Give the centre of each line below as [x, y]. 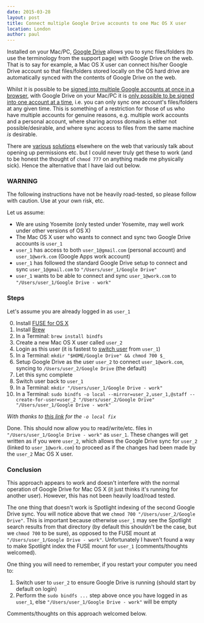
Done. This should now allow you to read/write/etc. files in [80, 428]
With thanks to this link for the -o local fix [62, 416]
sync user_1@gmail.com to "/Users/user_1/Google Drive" [86, 269]
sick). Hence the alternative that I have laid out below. [74, 166]
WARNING [22, 181]
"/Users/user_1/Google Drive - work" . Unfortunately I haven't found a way [101, 540]
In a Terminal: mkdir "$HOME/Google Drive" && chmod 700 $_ [90, 355]
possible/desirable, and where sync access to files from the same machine [100, 128]
